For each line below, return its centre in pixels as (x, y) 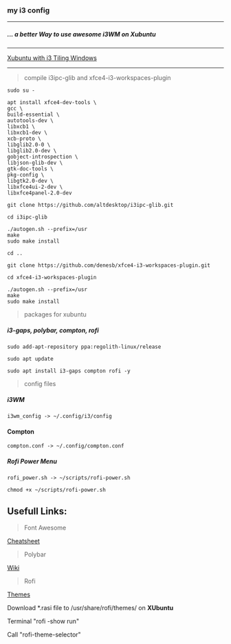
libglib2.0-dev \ (32, 151)
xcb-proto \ (24, 139)
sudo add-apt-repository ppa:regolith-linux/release (84, 347)
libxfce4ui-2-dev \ (35, 187)
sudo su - (21, 91)
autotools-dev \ (30, 121)
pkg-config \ (26, 175)
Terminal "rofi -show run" (43, 621)
